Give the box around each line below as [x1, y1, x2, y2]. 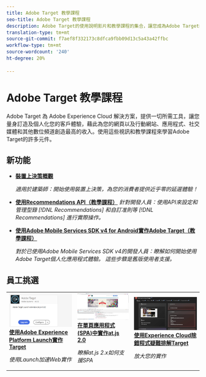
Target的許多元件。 [6, 135, 55, 142]
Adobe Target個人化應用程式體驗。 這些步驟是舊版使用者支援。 [15, 255, 175, 263]
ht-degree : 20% [6, 55, 45, 61]
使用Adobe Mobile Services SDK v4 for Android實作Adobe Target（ [15, 227, 190, 235]
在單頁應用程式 [77, 321, 115, 328]
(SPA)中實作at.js [77, 329, 120, 336]
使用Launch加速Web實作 [9, 356, 72, 363]
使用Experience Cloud [134, 332, 191, 339]
